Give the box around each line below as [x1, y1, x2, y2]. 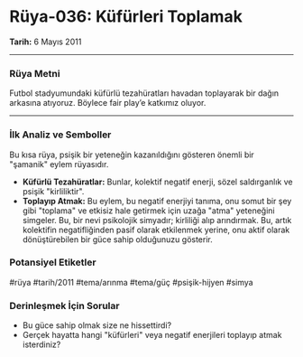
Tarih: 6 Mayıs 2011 [9, 36, 82, 47]
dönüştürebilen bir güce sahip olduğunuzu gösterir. [22, 233, 214, 245]
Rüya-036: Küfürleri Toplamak [9, 6, 243, 27]
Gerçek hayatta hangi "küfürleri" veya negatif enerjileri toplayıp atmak [22, 330, 282, 341]
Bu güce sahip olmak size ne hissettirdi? [22, 320, 172, 331]
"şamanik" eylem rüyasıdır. [9, 158, 109, 169]
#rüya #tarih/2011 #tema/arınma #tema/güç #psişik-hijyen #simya [9, 277, 254, 287]
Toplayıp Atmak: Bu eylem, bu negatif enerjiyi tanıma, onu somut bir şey [22, 195, 292, 206]
